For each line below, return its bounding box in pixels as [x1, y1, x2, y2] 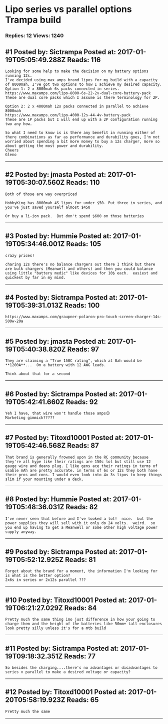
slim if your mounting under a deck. [5, 477, 84, 482]
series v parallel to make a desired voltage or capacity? [5, 670, 131, 675]
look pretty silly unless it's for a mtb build [5, 626, 106, 631]
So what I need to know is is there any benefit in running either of [5, 130, 155, 135]
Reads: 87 [67, 442, 99, 450]
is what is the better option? [5, 573, 70, 578]
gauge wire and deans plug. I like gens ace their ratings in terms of [5, 463, 157, 469]
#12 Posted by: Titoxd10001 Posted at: [5, 688, 127, 696]
